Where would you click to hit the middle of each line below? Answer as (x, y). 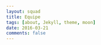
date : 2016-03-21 (27, 28)
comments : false (26, 33)
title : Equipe (23, 17)
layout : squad (23, 11)
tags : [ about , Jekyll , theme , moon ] (51, 22)
